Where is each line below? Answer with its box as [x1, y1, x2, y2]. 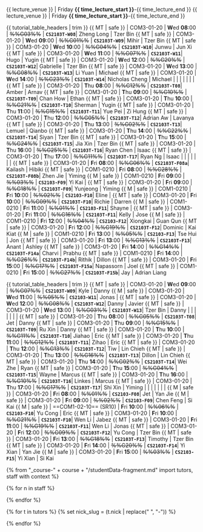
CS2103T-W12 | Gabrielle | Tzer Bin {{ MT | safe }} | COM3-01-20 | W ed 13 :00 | [6, 62, 198, 70]
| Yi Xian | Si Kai [14, 455, 55, 462]
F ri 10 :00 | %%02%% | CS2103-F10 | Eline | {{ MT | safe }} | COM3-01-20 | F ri [6, 192, 197, 198]
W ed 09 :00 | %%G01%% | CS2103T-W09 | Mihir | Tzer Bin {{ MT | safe [25, 37, 196, 44]
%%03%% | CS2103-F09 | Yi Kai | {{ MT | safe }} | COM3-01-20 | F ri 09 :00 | [6, 179, 193, 186]
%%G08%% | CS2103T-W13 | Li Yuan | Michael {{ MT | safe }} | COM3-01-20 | [6, 69, 197, 76]
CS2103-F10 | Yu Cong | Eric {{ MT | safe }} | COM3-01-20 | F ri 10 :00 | [6, 409, 178, 417]
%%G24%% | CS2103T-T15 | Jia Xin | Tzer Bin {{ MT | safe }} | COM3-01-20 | [6, 140, 196, 147]
